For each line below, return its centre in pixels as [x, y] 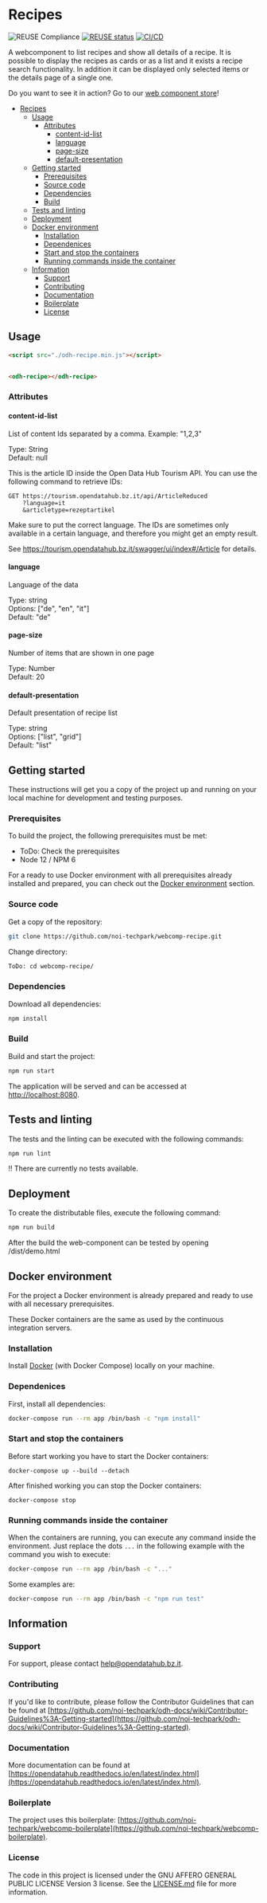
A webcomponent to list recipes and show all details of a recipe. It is [120, 52]
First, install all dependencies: [57, 1403]
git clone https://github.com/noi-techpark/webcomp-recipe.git [115, 936]
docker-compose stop [43, 1500]
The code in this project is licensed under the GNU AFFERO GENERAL [122, 1875]
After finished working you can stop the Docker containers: [105, 1485]
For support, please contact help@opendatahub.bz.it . [96, 1664]
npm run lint [30, 1153]
